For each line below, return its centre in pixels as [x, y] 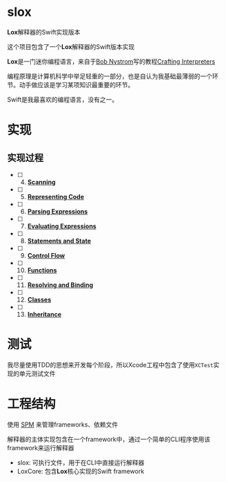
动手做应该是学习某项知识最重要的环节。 [76, 84]
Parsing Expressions [58, 211]
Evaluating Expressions [62, 226]
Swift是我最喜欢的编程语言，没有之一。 [63, 99]
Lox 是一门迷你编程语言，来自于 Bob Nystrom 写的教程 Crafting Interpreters [111, 61]
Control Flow [46, 255]
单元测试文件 [37, 373]
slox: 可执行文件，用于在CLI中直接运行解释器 [81, 462]
